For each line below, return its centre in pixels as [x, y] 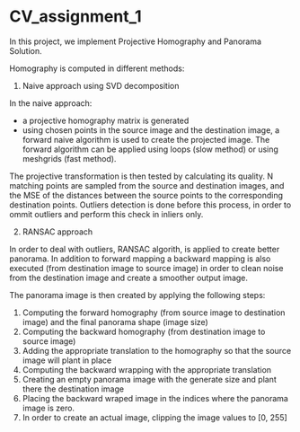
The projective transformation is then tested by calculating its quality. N [141, 176]
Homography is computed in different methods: [97, 68]
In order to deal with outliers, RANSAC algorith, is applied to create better [145, 249]
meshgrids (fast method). [69, 158]
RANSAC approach [57, 232]
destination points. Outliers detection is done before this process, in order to [150, 205]
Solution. [26, 50]
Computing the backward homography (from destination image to [144, 331]
